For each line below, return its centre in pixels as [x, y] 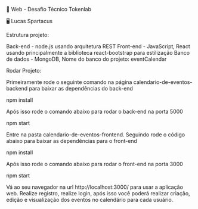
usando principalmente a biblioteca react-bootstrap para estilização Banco [98, 53]
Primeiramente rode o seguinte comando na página [69, 82]
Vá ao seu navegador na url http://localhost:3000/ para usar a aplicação [95, 187]
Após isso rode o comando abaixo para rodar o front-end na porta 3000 [95, 164]
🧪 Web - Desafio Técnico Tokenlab [49, 9]
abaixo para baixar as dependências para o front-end [72, 141]
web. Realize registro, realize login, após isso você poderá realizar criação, [98, 193]
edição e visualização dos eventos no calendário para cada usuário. [90, 200]
